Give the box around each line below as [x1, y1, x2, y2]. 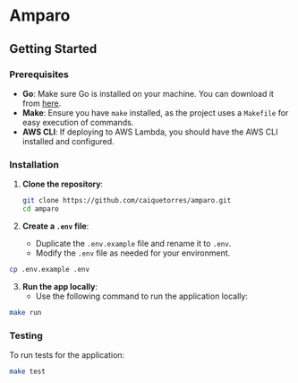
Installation [9, 158, 60, 170]
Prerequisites [9, 68, 69, 81]
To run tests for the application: [9, 349, 125, 360]
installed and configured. [21, 135, 115, 146]
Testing [9, 329, 43, 342]
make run [9, 308, 42, 317]
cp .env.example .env [9, 265, 90, 274]
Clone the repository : [21, 178, 104, 189]
